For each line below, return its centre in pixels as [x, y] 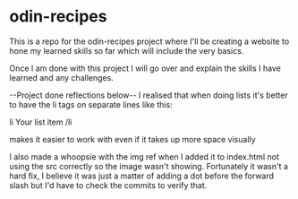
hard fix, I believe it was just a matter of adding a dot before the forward [142, 176]
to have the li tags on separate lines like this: [91, 104]
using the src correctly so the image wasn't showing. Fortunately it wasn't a [149, 166]
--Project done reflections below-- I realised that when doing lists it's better [149, 95]
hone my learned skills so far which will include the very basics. [127, 50]
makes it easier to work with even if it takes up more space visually [133, 139]
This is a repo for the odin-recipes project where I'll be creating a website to [149, 41]
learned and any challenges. [61, 77]
